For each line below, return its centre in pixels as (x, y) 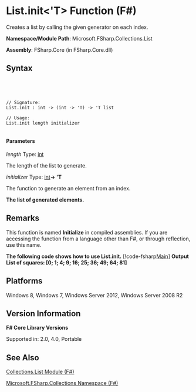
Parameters (21, 141)
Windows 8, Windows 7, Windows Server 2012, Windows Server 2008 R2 (94, 295)
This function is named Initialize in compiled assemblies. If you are (87, 232)
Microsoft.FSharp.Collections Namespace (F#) (62, 383)
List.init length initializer (43, 123)
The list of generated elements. (45, 200)
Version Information (43, 314)
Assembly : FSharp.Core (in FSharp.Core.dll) (60, 50)
